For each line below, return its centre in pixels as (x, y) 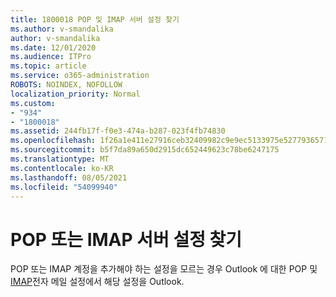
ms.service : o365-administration (80, 76)
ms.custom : (33, 103)
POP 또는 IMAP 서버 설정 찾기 (126, 239)
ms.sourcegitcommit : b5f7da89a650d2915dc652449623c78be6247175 (145, 150)
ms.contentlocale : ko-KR (62, 168)
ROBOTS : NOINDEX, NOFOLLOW (66, 85)
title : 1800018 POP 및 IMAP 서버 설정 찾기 (95, 19)
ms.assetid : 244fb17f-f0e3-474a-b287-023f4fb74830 (118, 131)
